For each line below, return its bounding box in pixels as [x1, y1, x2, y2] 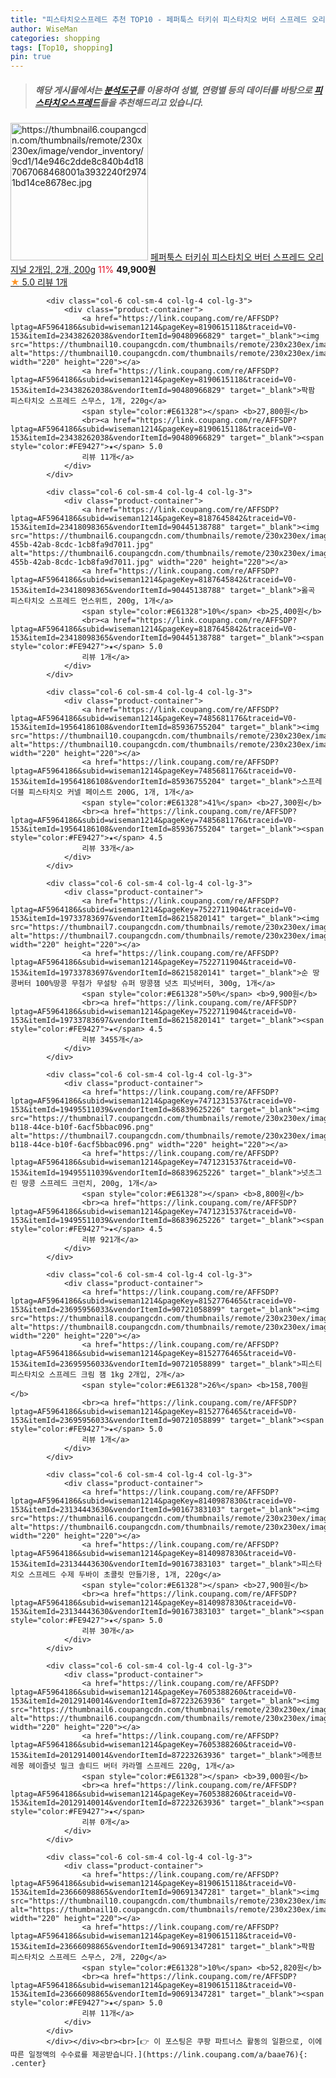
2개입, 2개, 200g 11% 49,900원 [28, 264, 157, 276]
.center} [10, 2059, 47, 2069]
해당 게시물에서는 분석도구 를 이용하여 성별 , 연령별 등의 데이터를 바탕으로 [34, 84, 313, 96]
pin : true [10, 52, 52, 62]
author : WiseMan [10, 24, 78, 34]
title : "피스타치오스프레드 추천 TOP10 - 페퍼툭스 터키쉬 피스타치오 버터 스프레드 [10, 14, 308, 25]
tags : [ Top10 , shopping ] [10, 42, 114, 53]
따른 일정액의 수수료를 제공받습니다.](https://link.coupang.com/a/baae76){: [10, 2050, 308, 2060]
